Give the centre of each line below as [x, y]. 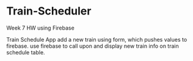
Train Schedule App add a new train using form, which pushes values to [97, 39]
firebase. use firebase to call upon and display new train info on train [93, 46]
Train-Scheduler [49, 11]
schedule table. [26, 52]
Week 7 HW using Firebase [40, 28]
